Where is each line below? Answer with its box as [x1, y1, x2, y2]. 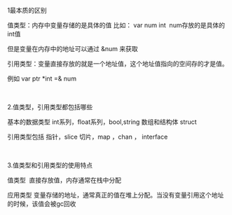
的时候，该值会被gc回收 [7, 200, 76, 208]
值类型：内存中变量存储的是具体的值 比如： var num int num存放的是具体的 [7, 21, 226, 29]
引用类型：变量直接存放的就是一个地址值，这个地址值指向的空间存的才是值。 [7, 60, 228, 68]
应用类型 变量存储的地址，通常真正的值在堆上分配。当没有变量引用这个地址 [7, 191, 224, 199]
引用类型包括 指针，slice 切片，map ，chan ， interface [7, 132, 168, 141]
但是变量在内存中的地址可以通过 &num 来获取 [7, 45, 138, 53]
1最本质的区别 [7, 6, 47, 14]
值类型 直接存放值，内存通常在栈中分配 [7, 176, 121, 184]
